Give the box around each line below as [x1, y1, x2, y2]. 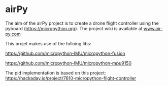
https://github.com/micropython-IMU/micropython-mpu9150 [5, 60, 132, 66]
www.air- [143, 25, 163, 31]
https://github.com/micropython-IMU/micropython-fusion [5, 50, 125, 56]
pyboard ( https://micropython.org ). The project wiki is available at [5, 25, 143, 31]
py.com [5, 31, 21, 37]
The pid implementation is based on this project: [5, 69, 107, 76]
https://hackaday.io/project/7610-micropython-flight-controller [5, 75, 136, 81]
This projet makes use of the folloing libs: [5, 40, 91, 46]
